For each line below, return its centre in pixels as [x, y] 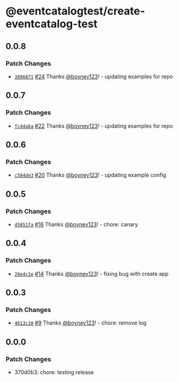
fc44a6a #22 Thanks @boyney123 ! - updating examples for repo [94, 126]
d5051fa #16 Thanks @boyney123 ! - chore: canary [76, 224]
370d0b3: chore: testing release [54, 372]
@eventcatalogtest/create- [75, 11]
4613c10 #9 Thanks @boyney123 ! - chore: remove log [80, 323]
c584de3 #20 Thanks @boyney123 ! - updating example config [90, 175]
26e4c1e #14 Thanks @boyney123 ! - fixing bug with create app [91, 273]
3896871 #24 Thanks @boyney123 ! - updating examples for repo [94, 76]
